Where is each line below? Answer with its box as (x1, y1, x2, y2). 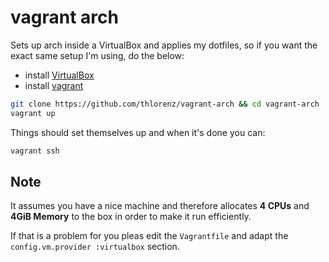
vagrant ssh (10, 146, 60, 156)
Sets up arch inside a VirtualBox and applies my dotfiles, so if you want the (10, 39, 318, 51)
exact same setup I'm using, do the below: (10, 49, 185, 61)
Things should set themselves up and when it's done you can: (10, 126, 266, 138)
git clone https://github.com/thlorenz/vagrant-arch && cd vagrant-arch (10, 99, 320, 109)
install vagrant (24, 79, 84, 91)
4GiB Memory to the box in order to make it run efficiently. (10, 211, 252, 223)
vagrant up (10, 108, 56, 118)
